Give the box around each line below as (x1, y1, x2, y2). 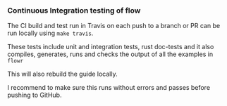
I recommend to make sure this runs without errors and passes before (7, 84, 210, 92)
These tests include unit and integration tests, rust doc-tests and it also (7, 43, 214, 51)
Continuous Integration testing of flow (7, 6, 141, 15)
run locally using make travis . (7, 29, 94, 37)
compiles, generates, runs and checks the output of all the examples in (7, 50, 214, 58)
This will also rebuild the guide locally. (7, 69, 118, 79)
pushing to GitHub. (7, 91, 62, 100)
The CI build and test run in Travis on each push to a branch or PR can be (7, 22, 221, 30)
